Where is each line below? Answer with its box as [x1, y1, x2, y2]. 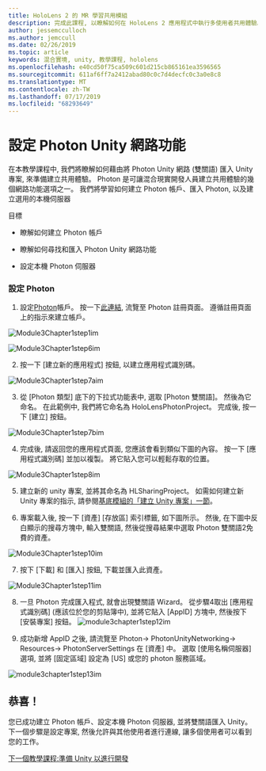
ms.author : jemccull [8, 33, 77, 42]
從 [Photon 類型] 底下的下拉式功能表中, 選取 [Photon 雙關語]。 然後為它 [19, 392, 252, 402]
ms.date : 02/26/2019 [8, 41, 77, 49]
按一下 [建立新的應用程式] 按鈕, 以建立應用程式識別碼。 [19, 360, 199, 369]
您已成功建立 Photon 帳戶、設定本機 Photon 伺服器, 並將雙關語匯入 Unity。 [8, 717, 252, 727]
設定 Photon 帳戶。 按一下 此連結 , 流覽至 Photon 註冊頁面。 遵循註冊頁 [19, 303, 245, 312]
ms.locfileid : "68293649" [8, 100, 93, 108]
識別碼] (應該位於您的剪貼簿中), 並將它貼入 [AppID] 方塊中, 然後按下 [26, 607, 247, 616]
